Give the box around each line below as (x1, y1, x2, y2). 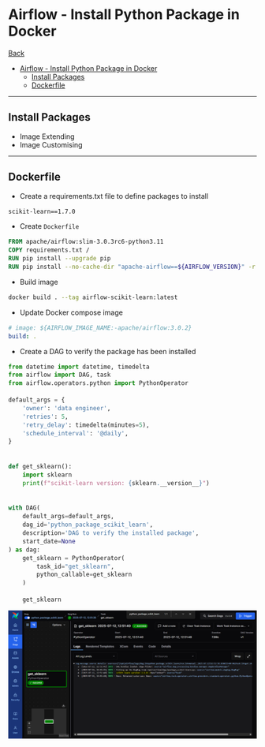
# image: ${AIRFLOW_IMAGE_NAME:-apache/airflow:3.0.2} (8, 323, 192, 332)
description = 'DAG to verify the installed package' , (22, 529, 200, 537)
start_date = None (22, 537, 77, 545)
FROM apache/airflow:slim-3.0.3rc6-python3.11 (8, 238, 164, 246)
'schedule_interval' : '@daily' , (22, 429, 129, 437)
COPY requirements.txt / (8, 246, 90, 254)
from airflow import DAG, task (8, 371, 111, 379)
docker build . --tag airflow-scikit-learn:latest (8, 293, 178, 301)
